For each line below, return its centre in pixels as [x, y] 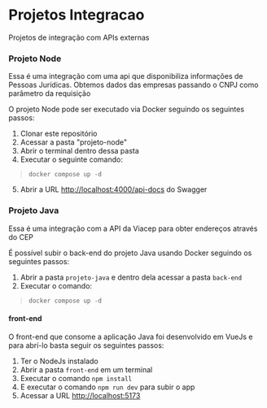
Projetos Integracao [77, 15]
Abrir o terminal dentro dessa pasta [80, 151]
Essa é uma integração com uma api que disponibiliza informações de [126, 76]
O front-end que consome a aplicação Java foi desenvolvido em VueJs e [131, 336]
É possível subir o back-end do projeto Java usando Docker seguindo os [130, 253]
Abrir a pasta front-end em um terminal [86, 369]
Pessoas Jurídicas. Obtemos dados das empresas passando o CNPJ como [133, 85]
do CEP [21, 237]
